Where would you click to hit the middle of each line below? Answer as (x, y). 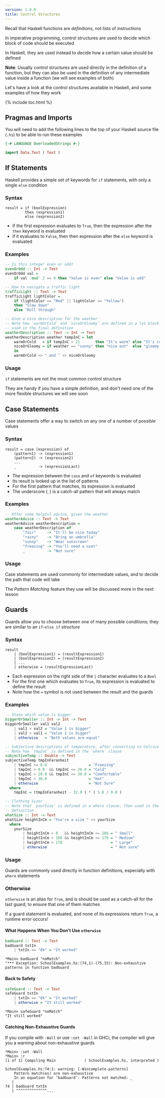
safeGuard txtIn (22, 994)
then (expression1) (45, 212)
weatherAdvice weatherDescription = (42, 523)
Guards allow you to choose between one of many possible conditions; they (82, 622)
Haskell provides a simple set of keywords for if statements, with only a (78, 180)
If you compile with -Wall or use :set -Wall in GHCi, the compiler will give (80, 1038)
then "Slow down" (32, 305)
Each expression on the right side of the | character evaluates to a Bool (84, 676)
